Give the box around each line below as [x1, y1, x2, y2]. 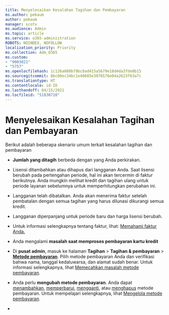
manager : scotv [5, 21, 37, 27]
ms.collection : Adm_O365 [5, 50, 58, 55]
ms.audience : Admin [5, 26, 47, 31]
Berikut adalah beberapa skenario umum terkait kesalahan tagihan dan [5, 142, 153, 148]
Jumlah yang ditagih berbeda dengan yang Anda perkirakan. [12, 157, 141, 163]
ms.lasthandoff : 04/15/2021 [5, 87, 65, 93]
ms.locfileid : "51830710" [5, 92, 60, 97]
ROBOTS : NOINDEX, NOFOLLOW [5, 41, 62, 46]
